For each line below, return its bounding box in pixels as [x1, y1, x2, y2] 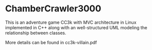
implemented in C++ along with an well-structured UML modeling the [5, 24, 148, 30]
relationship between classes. [5, 30, 66, 36]
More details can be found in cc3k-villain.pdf [5, 39, 97, 45]
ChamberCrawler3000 [5, 3, 101, 14]
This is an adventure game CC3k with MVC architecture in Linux [5, 19, 137, 25]
